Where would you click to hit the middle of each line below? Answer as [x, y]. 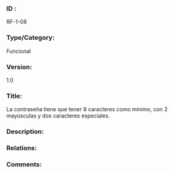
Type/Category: [31, 38]
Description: [25, 131]
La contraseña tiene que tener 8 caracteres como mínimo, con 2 [87, 109]
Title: [14, 96]
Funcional [19, 51]
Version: [19, 67]
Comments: [24, 164]
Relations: [22, 148]
